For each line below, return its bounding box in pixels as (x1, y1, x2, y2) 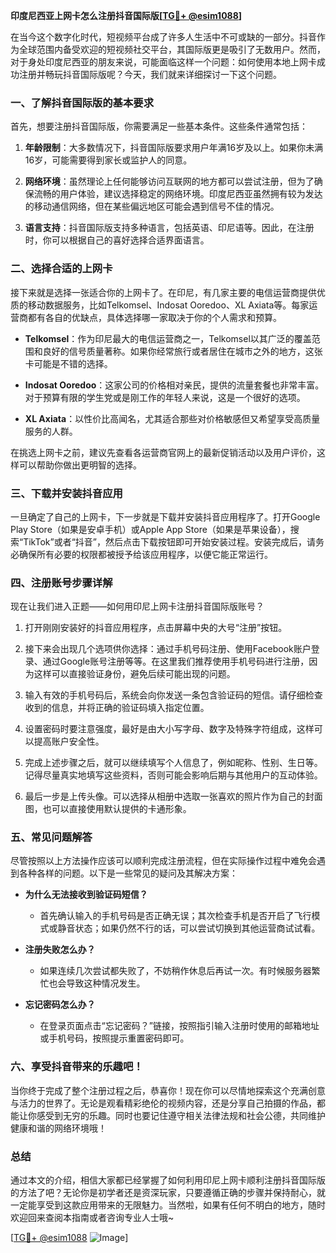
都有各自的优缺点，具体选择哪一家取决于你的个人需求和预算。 (27, 311, 282, 323)
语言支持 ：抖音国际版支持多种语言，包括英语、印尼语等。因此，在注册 (24, 222, 315, 234)
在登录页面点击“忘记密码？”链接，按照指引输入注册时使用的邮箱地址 (39, 1020, 320, 1032)
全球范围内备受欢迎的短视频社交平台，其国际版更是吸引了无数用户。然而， (18, 44, 326, 55)
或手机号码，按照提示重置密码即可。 (39, 1032, 190, 1044)
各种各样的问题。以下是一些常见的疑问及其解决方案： (18, 867, 238, 879)
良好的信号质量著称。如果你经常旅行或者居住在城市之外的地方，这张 (42, 345, 323, 357)
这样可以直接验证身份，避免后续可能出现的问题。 (33, 668, 236, 680)
